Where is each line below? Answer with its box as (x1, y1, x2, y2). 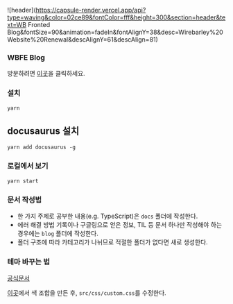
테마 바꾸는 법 (7, 257, 51, 267)
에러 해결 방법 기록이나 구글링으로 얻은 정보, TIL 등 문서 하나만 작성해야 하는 (17, 221, 223, 228)
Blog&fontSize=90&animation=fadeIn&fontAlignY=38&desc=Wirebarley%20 (7, 28, 223, 36)
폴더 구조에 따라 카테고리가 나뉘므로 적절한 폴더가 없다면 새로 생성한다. (17, 238, 208, 246)
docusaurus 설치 (7, 125, 80, 137)
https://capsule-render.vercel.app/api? (35, 6, 146, 14)
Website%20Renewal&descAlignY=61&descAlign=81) (7, 35, 158, 44)
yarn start (7, 177, 39, 185)
